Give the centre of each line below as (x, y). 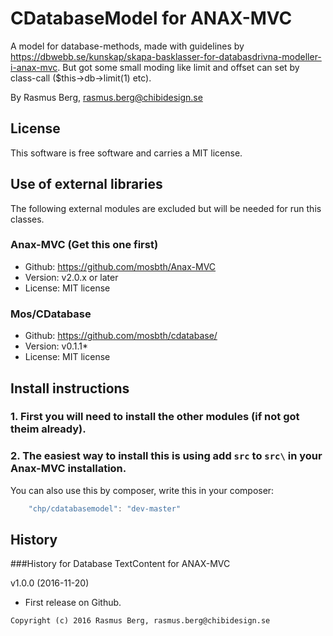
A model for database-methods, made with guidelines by (127, 46)
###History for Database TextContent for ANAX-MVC (120, 564)
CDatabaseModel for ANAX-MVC (151, 18)
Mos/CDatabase (51, 314)
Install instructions (70, 388)
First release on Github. (73, 603)
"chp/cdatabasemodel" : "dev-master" (105, 508)
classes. (27, 219)
